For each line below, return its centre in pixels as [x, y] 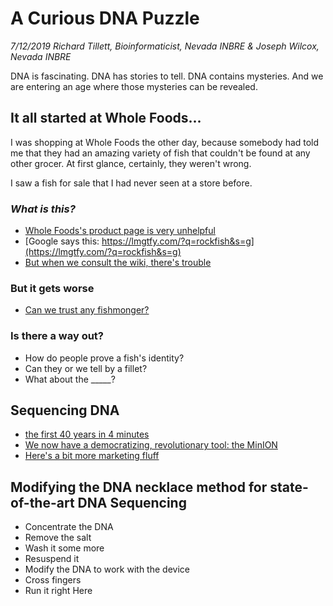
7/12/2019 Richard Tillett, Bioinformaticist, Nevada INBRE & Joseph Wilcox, [165, 46]
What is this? [43, 209]
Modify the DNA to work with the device [107, 569]
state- [289, 487]
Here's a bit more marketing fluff [92, 456]
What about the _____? [70, 379]
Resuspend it [52, 559]
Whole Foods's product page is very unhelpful [120, 231]
